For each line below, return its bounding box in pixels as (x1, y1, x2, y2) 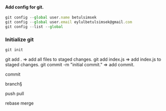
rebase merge (5, 100, 34, 106)
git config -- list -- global (5, 24, 64, 29)
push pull (5, 91, 24, 97)
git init (5, 47, 23, 52)
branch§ (5, 81, 22, 87)
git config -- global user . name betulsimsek (5, 15, 97, 20)
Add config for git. (5, 4, 44, 10)
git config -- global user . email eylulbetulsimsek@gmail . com (5, 20, 133, 25)
